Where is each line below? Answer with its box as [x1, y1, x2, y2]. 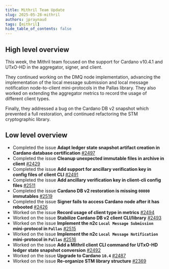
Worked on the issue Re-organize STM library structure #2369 [12, 258, 147, 264]
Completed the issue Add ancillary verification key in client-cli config [12, 176, 161, 183]
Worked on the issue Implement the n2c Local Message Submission [12, 220, 154, 226]
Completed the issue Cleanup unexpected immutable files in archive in [12, 155, 164, 161]
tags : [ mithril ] [5, 21, 40, 27]
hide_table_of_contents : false [5, 26, 72, 32]
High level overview [5, 45, 70, 54]
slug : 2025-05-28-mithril [5, 12, 60, 17]
